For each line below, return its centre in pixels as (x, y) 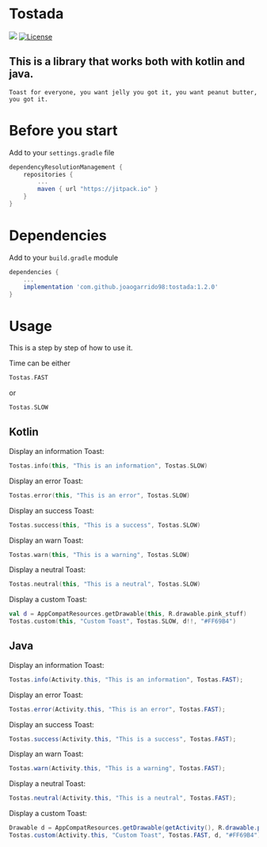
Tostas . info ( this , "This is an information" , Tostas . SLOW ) (109, 465)
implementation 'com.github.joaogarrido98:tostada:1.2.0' (121, 287)
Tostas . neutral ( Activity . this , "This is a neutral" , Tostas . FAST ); (123, 798)
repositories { (48, 174)
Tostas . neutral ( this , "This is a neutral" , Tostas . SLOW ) (105, 584)
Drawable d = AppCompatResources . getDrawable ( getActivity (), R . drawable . (133, 828)
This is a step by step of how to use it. (71, 348)
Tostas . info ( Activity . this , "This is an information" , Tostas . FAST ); (126, 679)
